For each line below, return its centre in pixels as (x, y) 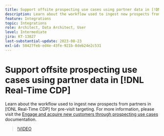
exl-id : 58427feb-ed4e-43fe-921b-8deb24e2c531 (53, 46)
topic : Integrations (26, 23)
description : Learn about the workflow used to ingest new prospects (77, 14)
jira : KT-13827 (20, 37)
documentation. (21, 119)
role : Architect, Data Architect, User (46, 28)
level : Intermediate (26, 32)
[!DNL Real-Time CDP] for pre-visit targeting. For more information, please (80, 109)
